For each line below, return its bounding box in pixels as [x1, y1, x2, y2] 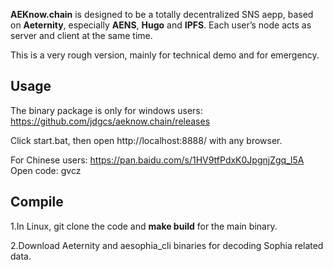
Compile [10, 194, 64, 211]
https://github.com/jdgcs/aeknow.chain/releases [10, 115, 211, 127]
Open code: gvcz [10, 164, 82, 176]
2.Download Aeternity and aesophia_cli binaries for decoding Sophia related [10, 239, 324, 251]
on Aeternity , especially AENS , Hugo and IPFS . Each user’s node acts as [10, 19, 312, 31]
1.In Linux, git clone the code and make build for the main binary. [10, 220, 278, 232]
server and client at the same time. [10, 30, 153, 41]
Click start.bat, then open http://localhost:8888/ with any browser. [10, 134, 283, 146]
